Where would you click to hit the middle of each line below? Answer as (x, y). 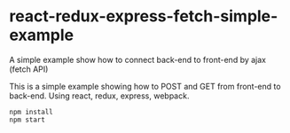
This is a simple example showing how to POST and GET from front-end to (145, 86)
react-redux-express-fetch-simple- (144, 16)
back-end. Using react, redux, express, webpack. (99, 96)
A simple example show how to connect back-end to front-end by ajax (137, 59)
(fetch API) (29, 69)
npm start (27, 120)
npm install (31, 112)
